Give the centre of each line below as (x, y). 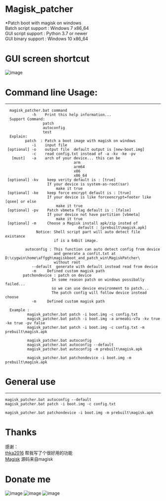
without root (67, 262)
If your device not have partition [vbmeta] (94, 214)
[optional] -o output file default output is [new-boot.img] (76, 149)
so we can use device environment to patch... (100, 288)
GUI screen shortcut (47, 59)
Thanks (21, 432)
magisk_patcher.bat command (39, 110)
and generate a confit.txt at (85, 253)
